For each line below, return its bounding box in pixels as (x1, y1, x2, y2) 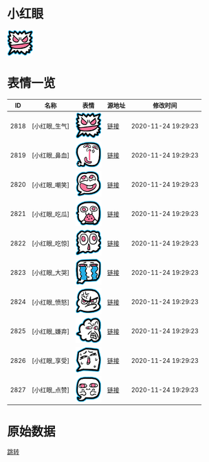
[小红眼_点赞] (32, 386, 70, 394)
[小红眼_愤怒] (32, 298, 70, 306)
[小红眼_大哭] (32, 269, 70, 277)
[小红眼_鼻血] (32, 151, 70, 159)
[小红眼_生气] (32, 122, 70, 131)
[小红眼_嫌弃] (32, 327, 70, 335)
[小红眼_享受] (32, 357, 70, 365)
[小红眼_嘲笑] (32, 180, 70, 189)
